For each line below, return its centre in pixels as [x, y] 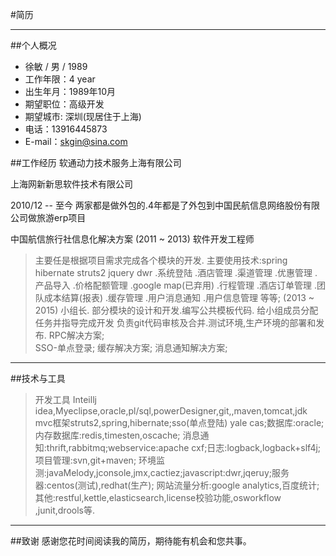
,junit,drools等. [64, 510]
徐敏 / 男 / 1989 [56, 66]
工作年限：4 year [60, 79]
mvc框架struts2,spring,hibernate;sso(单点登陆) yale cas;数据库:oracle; [179, 422]
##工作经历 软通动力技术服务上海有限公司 [96, 162]
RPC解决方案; [76, 335]
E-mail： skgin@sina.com [76, 141]
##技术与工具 [38, 378]
